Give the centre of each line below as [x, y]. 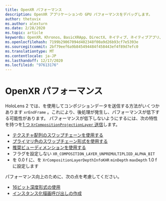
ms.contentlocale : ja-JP [31, 56]
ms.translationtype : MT [30, 51]
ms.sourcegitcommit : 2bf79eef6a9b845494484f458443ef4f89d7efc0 [72, 47]
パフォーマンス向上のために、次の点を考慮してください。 [64, 177]
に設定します [25, 166]
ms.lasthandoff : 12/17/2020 [34, 61]
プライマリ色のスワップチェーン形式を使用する [60, 141]
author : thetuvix [23, 19]
